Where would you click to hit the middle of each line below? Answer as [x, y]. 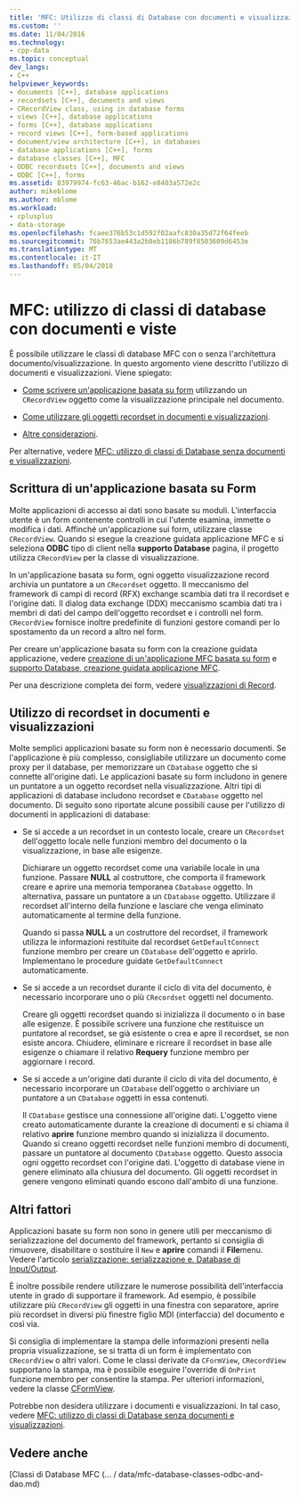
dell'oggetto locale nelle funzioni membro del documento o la [134, 841]
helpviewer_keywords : [49, 84]
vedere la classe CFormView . [62, 1389]
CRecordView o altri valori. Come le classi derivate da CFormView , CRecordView [148, 1361]
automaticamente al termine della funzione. [101, 915]
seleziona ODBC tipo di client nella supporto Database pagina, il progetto [144, 548]
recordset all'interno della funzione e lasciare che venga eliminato [143, 906]
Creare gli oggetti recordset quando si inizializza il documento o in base [154, 1014]
